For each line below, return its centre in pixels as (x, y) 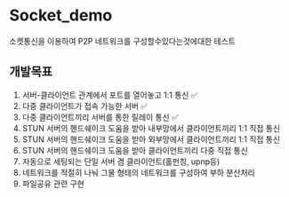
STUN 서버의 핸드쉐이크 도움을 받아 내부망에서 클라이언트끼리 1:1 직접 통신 (151, 128)
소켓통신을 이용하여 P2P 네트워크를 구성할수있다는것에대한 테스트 (122, 41)
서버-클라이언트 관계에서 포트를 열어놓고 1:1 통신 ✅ (110, 95)
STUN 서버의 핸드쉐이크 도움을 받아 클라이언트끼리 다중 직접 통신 (135, 150)
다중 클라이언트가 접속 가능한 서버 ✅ (85, 106)
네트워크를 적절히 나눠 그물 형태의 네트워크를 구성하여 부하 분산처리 (138, 172)
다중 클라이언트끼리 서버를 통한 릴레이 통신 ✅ (100, 117)
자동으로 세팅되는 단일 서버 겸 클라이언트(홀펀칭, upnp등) (121, 162)
